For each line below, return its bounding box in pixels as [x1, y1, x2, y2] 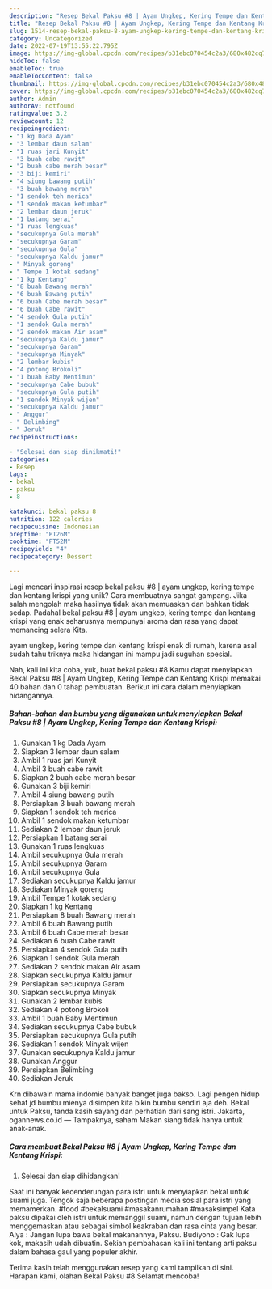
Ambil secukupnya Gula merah [20, 850, 123, 859]
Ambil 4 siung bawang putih [20, 790, 115, 799]
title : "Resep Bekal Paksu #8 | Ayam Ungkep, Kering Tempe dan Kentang [9, 19, 255, 28]
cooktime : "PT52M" [9, 537, 71, 546]
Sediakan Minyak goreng [20, 884, 104, 894]
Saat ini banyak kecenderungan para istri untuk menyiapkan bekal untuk [9, 1186, 249, 1196]
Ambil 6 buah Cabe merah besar [20, 927, 129, 937]
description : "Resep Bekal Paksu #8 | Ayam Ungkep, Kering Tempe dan [9, 11, 249, 20]
